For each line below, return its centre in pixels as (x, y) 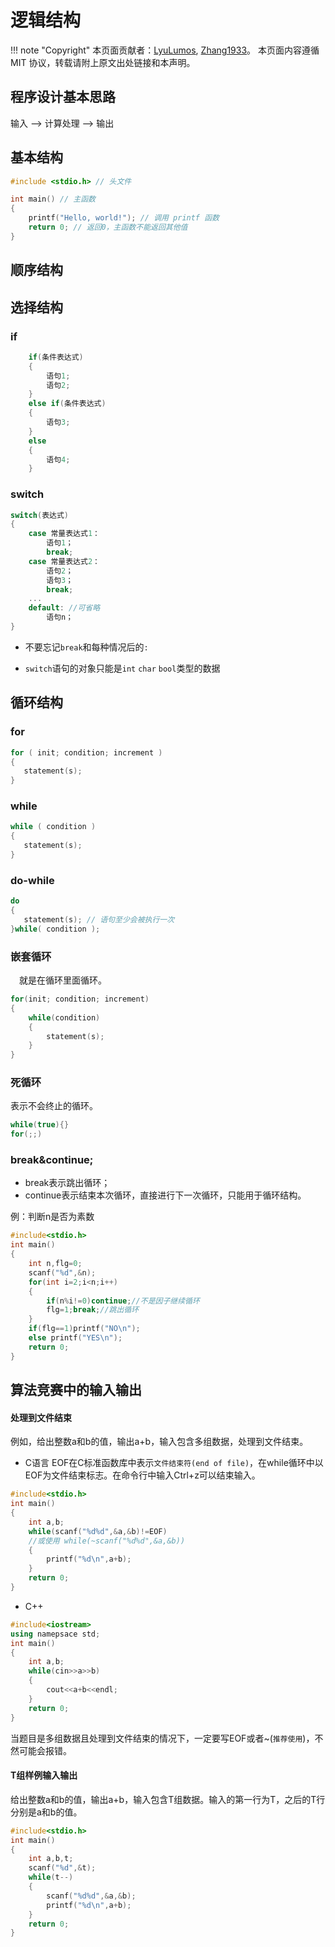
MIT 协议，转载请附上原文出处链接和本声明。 (103, 62)
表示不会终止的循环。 (54, 1106)
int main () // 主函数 (53, 199)
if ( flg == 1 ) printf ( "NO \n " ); (84, 1329)
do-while (32, 880)
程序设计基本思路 (63, 97)
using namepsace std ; (55, 1634)
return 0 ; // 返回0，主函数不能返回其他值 (108, 227)
